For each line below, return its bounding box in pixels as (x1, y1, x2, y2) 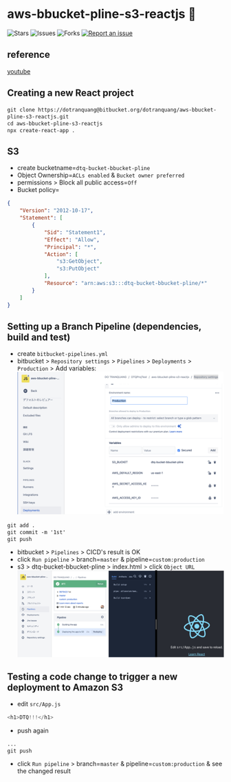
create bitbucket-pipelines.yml (16, 350, 109, 358)
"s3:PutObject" (56, 265, 100, 273)
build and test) (7, 331, 71, 343)
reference (7, 49, 50, 61)
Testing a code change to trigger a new (7, 670, 178, 682)
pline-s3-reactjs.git (7, 113, 69, 120)
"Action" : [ (43, 251, 78, 257)
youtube (7, 67, 31, 75)
